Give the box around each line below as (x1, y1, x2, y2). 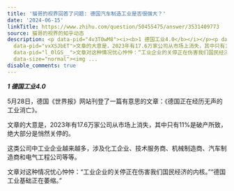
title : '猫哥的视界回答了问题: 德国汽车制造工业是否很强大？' (7, 10, 166, 17)
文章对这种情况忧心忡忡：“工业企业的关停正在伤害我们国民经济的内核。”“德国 (7, 167, 226, 176)
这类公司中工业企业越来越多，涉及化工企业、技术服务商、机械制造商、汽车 (7, 144, 221, 152)
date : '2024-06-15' (7, 17, 64, 24)
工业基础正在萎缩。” (7, 176, 63, 185)
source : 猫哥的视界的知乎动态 (7, 29, 85, 37)
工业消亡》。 (7, 105, 41, 114)
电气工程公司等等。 (25, 153, 81, 161)
